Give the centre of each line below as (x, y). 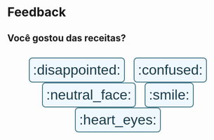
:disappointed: (76, 69)
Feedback (37, 12)
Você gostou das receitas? (67, 38)
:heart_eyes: (118, 120)
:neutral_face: (89, 94)
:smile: (169, 94)
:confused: (170, 69)
